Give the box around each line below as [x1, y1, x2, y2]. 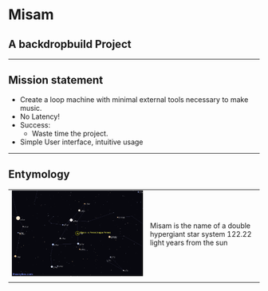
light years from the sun [150, 238, 228, 248]
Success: [19, 120, 51, 129]
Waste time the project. [31, 128, 108, 138]
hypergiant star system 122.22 [150, 230, 252, 239]
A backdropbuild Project [8, 37, 132, 51]
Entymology [8, 167, 70, 181]
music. [19, 103, 42, 112]
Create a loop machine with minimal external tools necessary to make [19, 94, 249, 104]
